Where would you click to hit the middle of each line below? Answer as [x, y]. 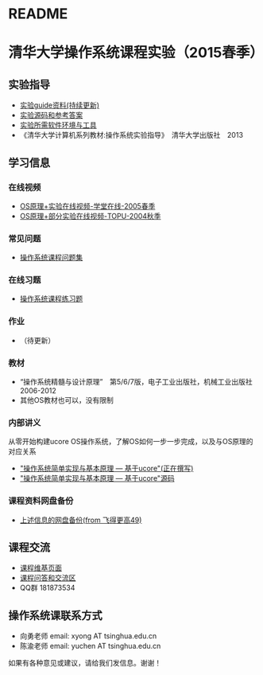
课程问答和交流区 [48, 578]
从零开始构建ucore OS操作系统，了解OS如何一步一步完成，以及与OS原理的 [131, 442]
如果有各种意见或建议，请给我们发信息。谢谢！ [85, 663]
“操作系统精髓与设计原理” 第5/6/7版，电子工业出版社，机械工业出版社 [136, 382]
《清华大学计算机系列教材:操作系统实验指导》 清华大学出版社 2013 [131, 135]
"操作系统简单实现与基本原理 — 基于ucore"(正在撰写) [106, 468]
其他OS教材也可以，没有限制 [66, 400]
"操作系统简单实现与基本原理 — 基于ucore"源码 [97, 478]
